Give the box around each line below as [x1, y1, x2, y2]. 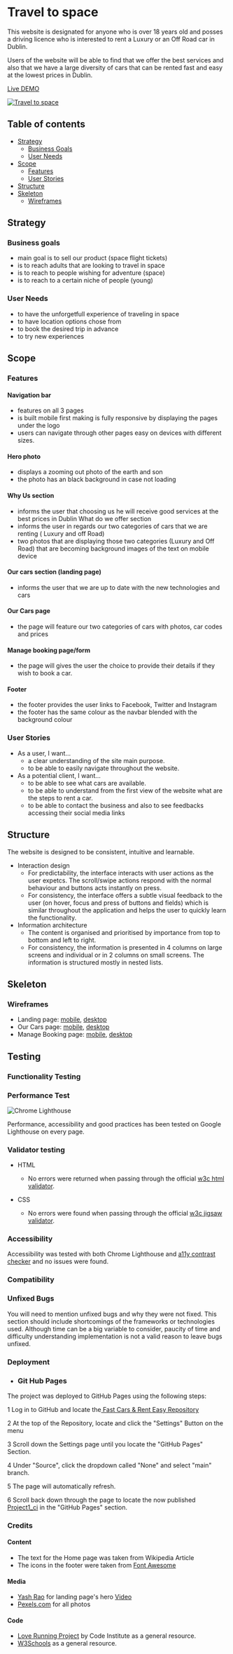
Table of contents [7, 119, 85, 130]
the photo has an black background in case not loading [17, 475, 176, 484]
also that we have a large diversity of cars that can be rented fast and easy [7, 63, 223, 72]
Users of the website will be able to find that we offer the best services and [7, 55, 224, 64]
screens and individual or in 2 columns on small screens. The [27, 950, 204, 959]
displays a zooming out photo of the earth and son [17, 468, 163, 476]
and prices [17, 630, 49, 638]
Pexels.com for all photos [17, 1600, 91, 1608]
